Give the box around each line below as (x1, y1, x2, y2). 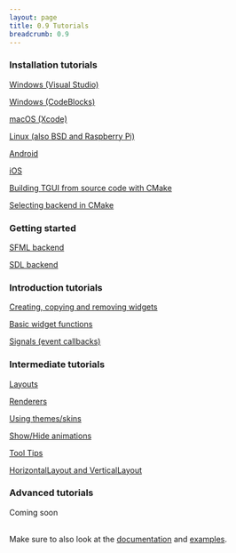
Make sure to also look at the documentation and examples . (9, 533, 228, 544)
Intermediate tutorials (9, 358, 105, 371)
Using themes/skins (9, 413, 82, 423)
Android (9, 148, 38, 158)
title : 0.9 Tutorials (9, 21, 90, 30)
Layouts (9, 379, 38, 389)
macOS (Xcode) (9, 113, 68, 124)
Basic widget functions (9, 319, 93, 330)
